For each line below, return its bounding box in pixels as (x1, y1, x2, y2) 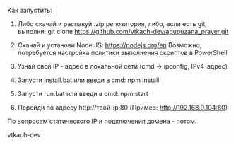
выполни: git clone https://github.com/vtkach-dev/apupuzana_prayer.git (17, 28, 229, 35)
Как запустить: (7, 6, 52, 14)
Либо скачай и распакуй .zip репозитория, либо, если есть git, (17, 20, 207, 28)
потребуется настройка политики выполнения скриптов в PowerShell (17, 49, 228, 57)
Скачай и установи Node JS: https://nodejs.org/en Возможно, (17, 41, 202, 49)
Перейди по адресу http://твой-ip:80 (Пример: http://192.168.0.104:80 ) (17, 103, 228, 112)
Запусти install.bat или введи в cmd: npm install (17, 76, 160, 84)
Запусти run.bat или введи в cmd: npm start (17, 90, 148, 98)
